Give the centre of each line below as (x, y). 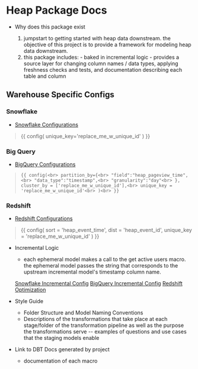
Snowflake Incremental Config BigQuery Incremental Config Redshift (98, 284)
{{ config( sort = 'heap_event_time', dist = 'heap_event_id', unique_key (106, 230)
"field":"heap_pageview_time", (150, 175)
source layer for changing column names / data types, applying (101, 63)
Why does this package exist (50, 27)
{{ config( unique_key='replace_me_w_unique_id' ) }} (85, 136)
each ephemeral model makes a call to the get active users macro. (105, 259)
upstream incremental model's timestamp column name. (92, 272)
